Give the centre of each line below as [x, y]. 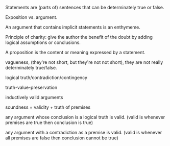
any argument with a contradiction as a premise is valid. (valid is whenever [84, 132]
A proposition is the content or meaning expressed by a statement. [75, 52]
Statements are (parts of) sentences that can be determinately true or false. [85, 7]
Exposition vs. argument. [31, 17]
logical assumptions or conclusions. [43, 42]
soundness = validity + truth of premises [48, 107]
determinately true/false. [31, 68]
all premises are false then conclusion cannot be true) [62, 138]
